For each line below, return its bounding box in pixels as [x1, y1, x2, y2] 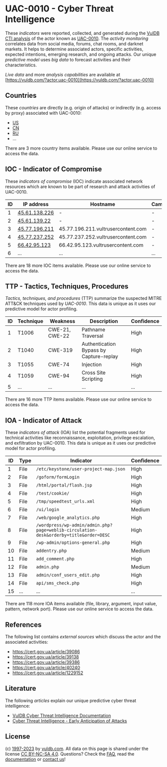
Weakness [49, 318, 76, 325]
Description [89, 318, 118, 325]
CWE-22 [48, 332, 70, 339]
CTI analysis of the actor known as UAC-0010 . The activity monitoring [5, 35, 149, 41]
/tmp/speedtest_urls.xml [36, 499, 95, 505]
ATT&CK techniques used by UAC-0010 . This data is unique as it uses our [5, 300, 156, 307]
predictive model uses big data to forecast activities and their [5, 56, 131, 62]
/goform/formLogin [36, 475, 80, 480]
